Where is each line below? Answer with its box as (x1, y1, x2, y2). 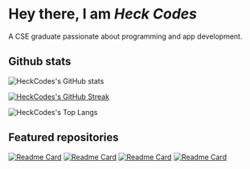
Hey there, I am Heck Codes (8, 5, 197, 23)
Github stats (8, 55, 72, 68)
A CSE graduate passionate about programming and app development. (8, 31, 243, 41)
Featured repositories (8, 130, 119, 145)
